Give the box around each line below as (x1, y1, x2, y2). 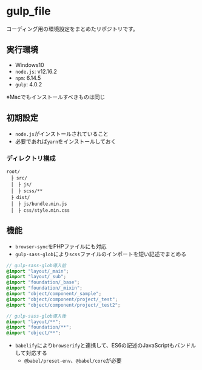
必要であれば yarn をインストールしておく (15, 138, 116, 145)
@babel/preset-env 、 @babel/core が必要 (24, 357, 123, 365)
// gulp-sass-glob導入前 (6, 262, 67, 268)
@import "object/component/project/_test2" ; (6, 302, 121, 308)
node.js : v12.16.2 (15, 68, 58, 75)
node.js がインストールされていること (15, 130, 109, 138)
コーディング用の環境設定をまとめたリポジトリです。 (6, 25, 138, 32)
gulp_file (6, 4, 51, 18)
